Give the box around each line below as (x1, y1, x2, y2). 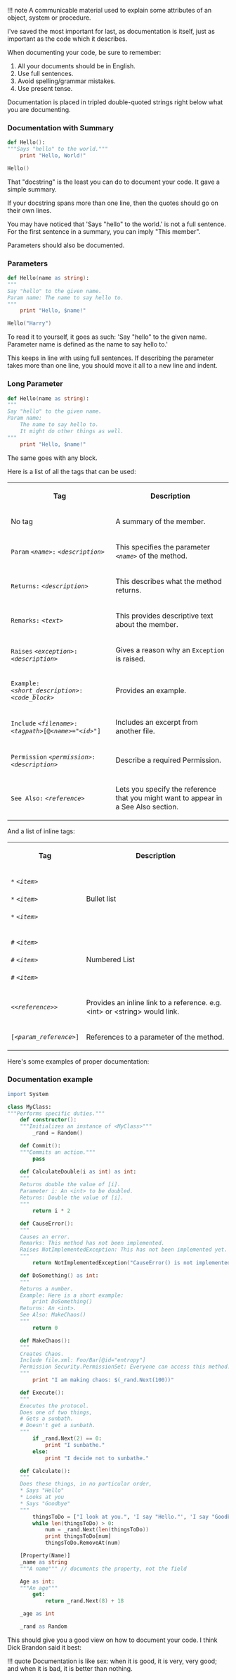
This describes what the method (115, 576, 223, 586)
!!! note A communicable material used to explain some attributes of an (7, 6, 212, 14)
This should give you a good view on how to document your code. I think (7, 1636, 218, 1644)
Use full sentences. (17, 70, 74, 77)
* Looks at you (20, 1493, 65, 1501)
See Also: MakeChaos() (20, 1312, 86, 1319)
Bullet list (86, 894, 117, 904)
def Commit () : (20, 1143, 61, 1150)
